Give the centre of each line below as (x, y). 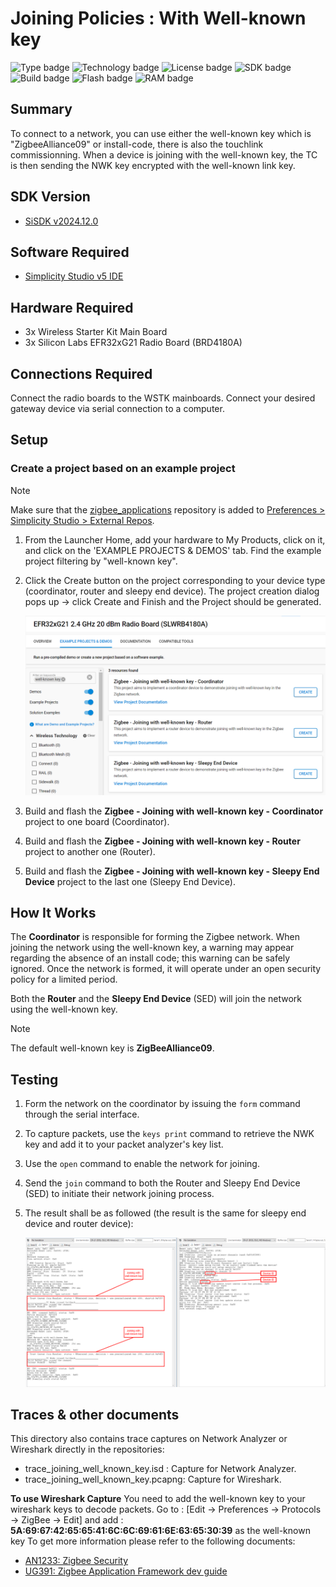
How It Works (53, 913)
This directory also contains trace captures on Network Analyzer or (149, 1439)
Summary (41, 109)
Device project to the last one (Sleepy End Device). (130, 881)
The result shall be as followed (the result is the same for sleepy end (165, 1213)
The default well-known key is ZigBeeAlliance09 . (112, 1048)
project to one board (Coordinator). (97, 821)
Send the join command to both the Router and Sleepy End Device (162, 1183)
